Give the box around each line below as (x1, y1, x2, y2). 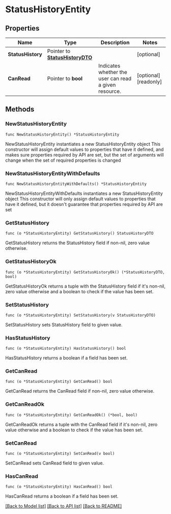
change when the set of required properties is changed (5, 157, 121, 163)
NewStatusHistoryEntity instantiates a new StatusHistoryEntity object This (5, 141, 161, 147)
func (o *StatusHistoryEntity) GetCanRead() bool (5, 379, 113, 384)
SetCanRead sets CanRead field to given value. (5, 460, 104, 466)
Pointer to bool (47, 75, 83, 82)
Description (100, 39, 130, 46)
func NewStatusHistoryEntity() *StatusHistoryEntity (5, 132, 120, 137)
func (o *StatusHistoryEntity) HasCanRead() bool (5, 484, 113, 490)
